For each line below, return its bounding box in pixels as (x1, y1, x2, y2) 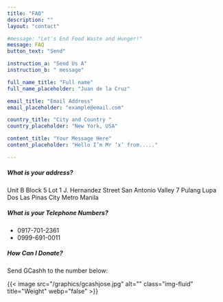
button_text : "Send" (7, 48, 67, 55)
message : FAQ (7, 42, 45, 49)
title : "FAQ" (7, 10, 45, 17)
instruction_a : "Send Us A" (7, 60, 88, 67)
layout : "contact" (7, 23, 60, 29)
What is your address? (7, 168, 73, 177)
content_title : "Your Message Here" (7, 135, 112, 142)
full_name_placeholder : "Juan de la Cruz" (7, 85, 130, 92)
